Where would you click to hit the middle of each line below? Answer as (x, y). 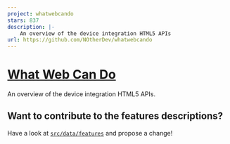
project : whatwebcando (40, 14)
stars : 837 (23, 20)
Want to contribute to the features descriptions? (115, 116)
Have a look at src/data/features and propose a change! (90, 133)
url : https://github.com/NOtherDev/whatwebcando (80, 40)
